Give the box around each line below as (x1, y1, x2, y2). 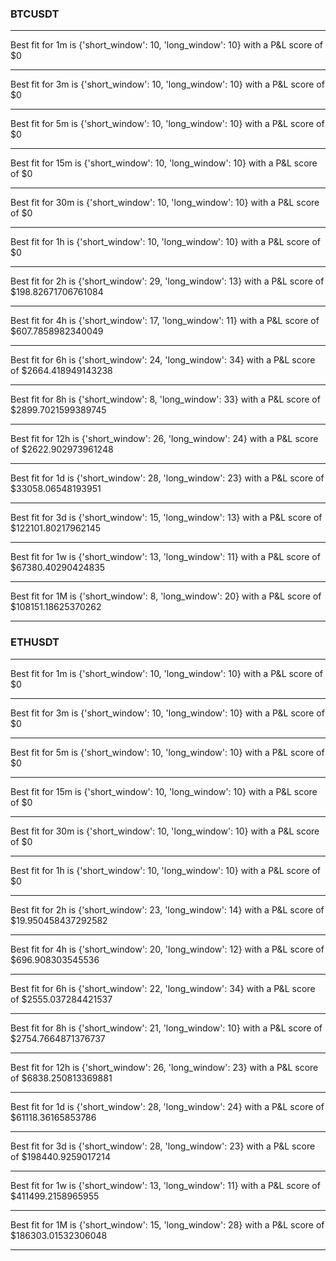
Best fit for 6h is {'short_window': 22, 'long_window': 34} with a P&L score (10, 982, 316, 994)
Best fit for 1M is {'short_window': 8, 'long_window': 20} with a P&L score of (10, 590, 322, 602)
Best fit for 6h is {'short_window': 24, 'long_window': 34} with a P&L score (10, 354, 316, 366)
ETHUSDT (10, 635, 60, 649)
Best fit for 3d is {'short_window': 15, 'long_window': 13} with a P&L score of (10, 512, 323, 524)
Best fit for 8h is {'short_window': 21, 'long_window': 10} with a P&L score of (10, 1022, 323, 1034)
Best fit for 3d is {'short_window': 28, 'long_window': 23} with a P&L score (10, 1140, 316, 1152)
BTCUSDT (10, 7, 60, 21)
